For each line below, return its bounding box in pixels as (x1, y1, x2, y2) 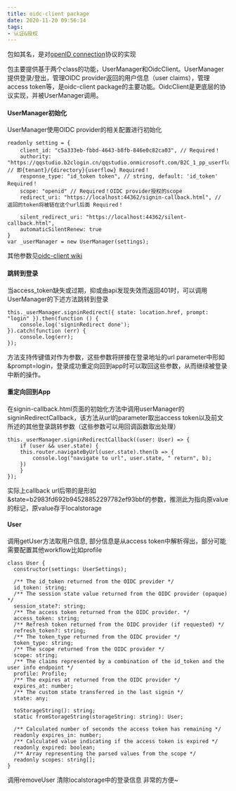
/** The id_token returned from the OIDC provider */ (13, 578, 174, 585)
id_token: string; (13, 584, 68, 591)
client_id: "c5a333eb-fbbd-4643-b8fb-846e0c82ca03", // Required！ (20, 147, 221, 155)
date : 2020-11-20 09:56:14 (7, 17, 86, 24)
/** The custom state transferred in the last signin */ (13, 689, 184, 696)
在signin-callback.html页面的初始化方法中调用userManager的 (7, 405, 185, 413)
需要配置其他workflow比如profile (7, 546, 103, 554)
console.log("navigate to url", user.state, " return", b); (32, 455, 212, 462)
